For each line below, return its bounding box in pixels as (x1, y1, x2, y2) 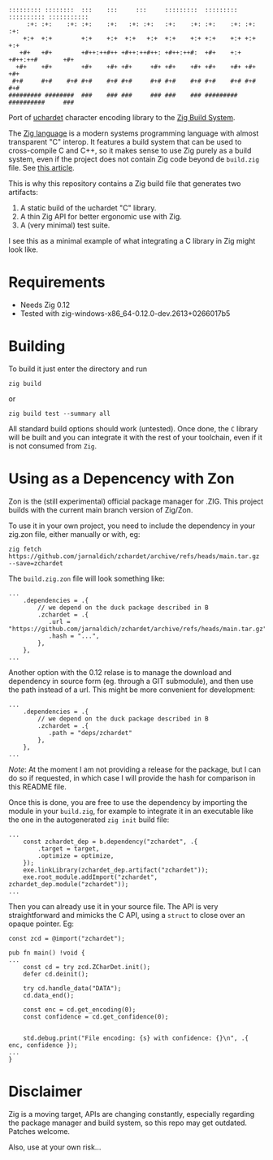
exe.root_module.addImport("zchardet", (23, 872, 158, 881)
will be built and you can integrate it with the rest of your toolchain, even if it (8, 432, 262, 442)
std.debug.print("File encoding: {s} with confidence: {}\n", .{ (23, 1034, 249, 1042)
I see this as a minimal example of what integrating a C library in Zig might (8, 236, 256, 245)
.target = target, (37, 844, 100, 853)
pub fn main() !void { (8, 949, 85, 957)
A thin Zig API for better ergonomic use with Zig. (19, 212, 183, 221)
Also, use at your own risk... (8, 1142, 102, 1152)
